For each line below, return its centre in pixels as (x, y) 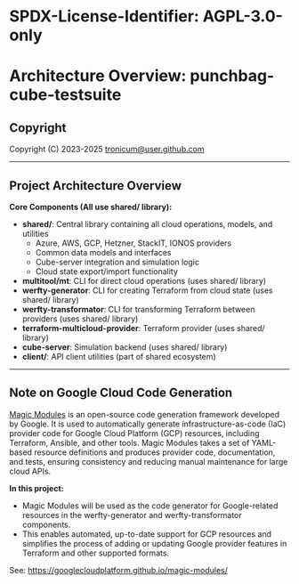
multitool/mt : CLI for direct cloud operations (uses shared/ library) (144, 281)
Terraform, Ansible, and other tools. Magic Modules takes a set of (129, 442)
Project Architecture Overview (96, 186)
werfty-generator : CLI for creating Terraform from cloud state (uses (147, 290)
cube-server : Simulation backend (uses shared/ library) (125, 347)
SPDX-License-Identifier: (105, 16)
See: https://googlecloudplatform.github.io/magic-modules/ (119, 570)
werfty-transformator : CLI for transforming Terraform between (138, 309)
